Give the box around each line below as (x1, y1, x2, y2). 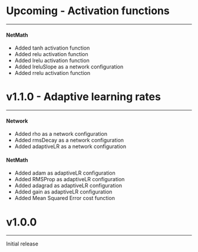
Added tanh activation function (14, 44, 90, 51)
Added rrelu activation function (14, 70, 90, 77)
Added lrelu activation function (14, 57, 90, 64)
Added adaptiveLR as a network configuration (14, 143, 127, 150)
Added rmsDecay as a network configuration (14, 137, 124, 144)
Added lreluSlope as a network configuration (14, 63, 124, 70)
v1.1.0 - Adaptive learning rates (6, 90, 161, 104)
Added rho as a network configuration (14, 130, 108, 138)
